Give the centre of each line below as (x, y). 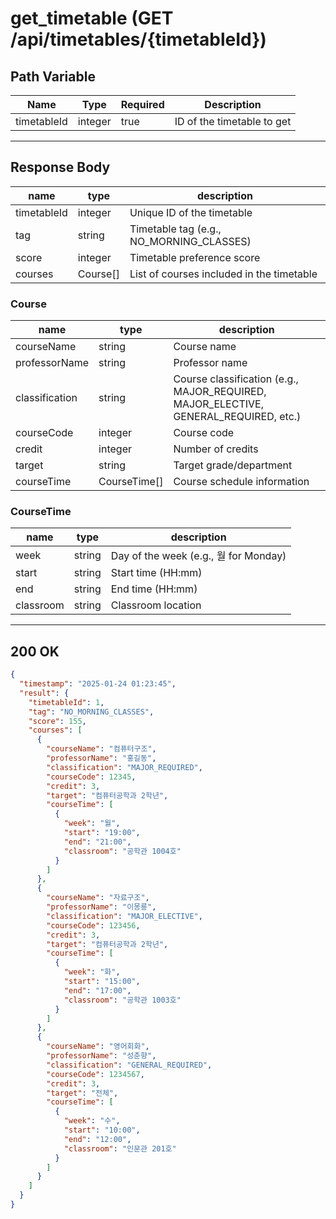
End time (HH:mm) (154, 589)
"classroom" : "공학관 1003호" (122, 1000)
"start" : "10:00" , (102, 1130)
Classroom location (156, 605)
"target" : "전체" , (82, 1093)
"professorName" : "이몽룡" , (101, 907)
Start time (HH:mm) (156, 573)
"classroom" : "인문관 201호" (120, 1148)
